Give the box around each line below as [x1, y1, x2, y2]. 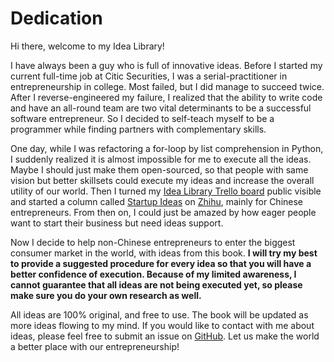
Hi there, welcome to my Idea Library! [10, 40, 165, 52]
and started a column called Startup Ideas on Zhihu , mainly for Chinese [10, 195, 304, 207]
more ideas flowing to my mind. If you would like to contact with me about [10, 319, 315, 331]
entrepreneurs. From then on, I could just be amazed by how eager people [10, 206, 317, 218]
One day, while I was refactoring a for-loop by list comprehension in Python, [10, 142, 324, 154]
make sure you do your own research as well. [10, 289, 202, 301]
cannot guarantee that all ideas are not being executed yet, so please [10, 278, 303, 291]
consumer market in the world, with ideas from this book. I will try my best [10, 247, 318, 259]
